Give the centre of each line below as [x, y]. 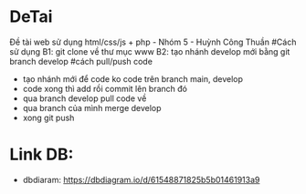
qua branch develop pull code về [84, 98]
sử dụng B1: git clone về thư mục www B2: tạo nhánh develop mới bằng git [150, 51]
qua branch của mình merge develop [92, 107]
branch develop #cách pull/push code [81, 61]
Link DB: [42, 154]
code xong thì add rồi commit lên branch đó [105, 88]
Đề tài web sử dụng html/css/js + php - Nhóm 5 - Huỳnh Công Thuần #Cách [153, 42]
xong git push [48, 117]
